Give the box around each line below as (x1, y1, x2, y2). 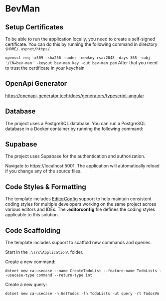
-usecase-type (5, 273, 35, 278)
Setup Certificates (5, 23, 64, 31)
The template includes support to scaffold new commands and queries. (5, 240, 152, 246)
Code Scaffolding (5, 226, 61, 235)
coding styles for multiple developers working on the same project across (5, 201, 157, 207)
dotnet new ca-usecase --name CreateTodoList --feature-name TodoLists (5, 269, 157, 274)
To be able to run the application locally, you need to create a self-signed (5, 36, 156, 42)
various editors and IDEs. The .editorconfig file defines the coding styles (5, 206, 156, 212)
